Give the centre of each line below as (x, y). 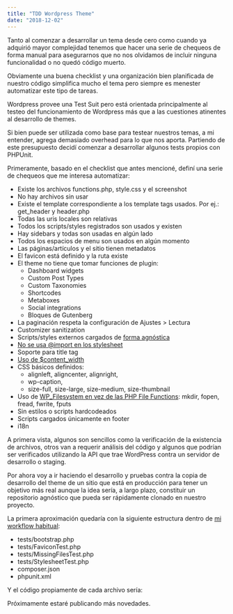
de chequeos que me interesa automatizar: (69, 176)
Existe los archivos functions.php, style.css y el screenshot (102, 189)
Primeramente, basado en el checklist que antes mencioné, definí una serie (115, 168)
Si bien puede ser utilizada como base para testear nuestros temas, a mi (111, 132)
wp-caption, (45, 381)
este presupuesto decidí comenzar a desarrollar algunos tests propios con (114, 147)
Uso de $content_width (51, 359)
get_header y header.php (54, 211)
